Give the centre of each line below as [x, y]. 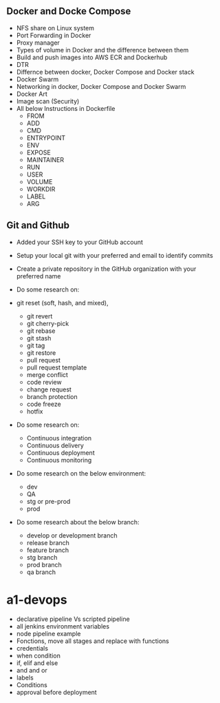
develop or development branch [72, 535]
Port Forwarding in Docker [54, 35]
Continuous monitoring [59, 460]
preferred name [38, 276]
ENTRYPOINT [46, 138]
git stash [39, 338]
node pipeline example [48, 633]
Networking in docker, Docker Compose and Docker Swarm [101, 86]
